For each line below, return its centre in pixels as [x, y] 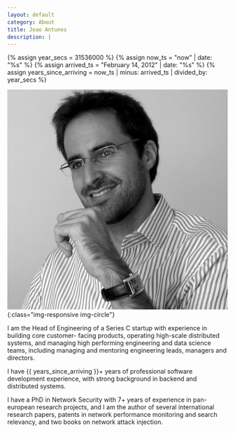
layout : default [31, 15]
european [21, 407]
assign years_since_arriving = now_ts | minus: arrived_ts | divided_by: [107, 73]
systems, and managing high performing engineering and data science [109, 343]
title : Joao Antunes [37, 29]
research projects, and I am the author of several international [125, 407]
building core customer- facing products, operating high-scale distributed [114, 336]
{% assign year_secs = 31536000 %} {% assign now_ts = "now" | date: [110, 58]
